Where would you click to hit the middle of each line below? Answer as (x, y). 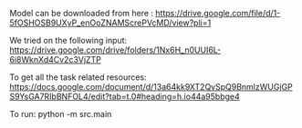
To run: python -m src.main (61, 114)
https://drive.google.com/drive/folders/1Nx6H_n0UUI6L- (115, 50)
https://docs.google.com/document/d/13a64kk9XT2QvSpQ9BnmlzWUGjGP (151, 87)
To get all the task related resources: (78, 77)
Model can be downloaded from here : (81, 13)
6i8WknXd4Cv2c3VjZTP (56, 59)
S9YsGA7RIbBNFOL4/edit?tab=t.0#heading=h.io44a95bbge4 (125, 96)
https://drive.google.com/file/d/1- (218, 13)
